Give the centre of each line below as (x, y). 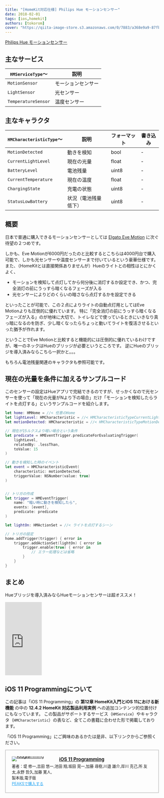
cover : (12, 28)
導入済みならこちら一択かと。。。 (46, 351)
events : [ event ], (31, 507)
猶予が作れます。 (31, 329)
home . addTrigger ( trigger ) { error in (43, 538)
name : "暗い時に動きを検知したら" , (45, 503)
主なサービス (24, 59)
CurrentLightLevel (29, 161)
